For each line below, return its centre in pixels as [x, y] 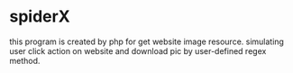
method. [25, 60]
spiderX [40, 17]
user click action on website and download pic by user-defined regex [138, 50]
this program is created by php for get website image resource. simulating [146, 41]
